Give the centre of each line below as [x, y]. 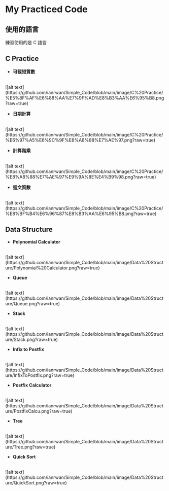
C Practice [22, 59]
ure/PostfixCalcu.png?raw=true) [39, 411]
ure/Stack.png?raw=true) [32, 339]
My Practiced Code [46, 9]
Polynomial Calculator [37, 241]
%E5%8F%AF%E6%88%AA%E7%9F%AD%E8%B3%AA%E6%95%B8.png [85, 98]
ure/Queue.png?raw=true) [32, 303]
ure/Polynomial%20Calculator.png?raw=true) [53, 268]
